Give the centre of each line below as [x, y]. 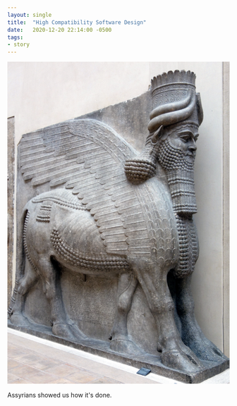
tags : [15, 37]
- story [19, 45]
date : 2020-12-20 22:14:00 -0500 [60, 30]
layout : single [30, 15]
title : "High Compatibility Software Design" [77, 22]
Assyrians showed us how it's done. [60, 395]
